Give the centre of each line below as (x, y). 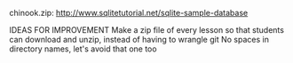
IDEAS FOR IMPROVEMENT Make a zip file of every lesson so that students (146, 30)
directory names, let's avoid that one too (83, 49)
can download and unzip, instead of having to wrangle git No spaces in (139, 39)
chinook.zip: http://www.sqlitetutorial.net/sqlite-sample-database (129, 13)
